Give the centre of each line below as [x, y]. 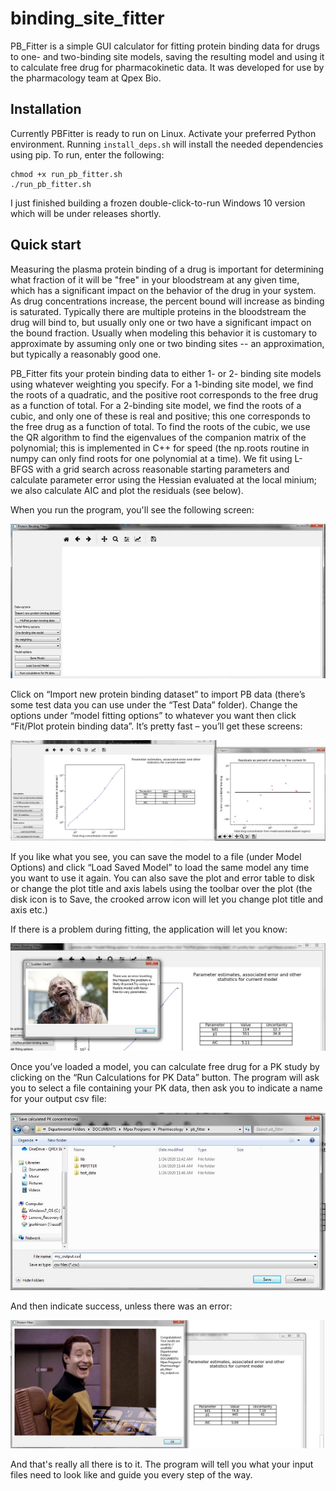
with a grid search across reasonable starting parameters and [162, 469]
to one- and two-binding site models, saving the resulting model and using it [167, 56]
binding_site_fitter [87, 18]
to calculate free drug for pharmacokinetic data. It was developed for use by [167, 67]
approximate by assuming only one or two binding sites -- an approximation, [167, 343]
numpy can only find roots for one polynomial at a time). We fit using [151, 458]
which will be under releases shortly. [86, 213]
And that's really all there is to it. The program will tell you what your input [162, 1464]
